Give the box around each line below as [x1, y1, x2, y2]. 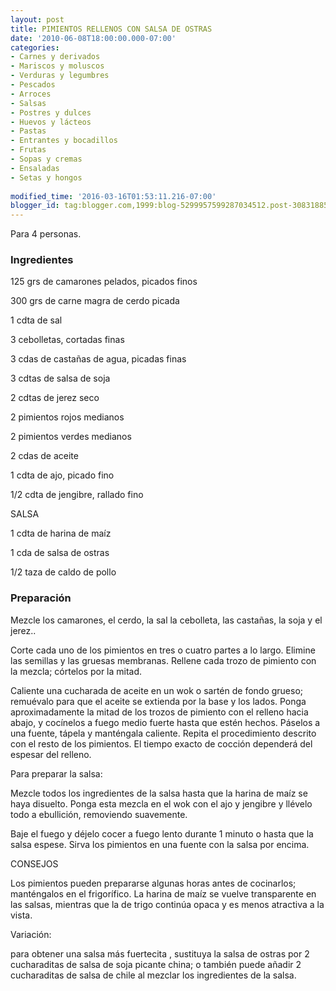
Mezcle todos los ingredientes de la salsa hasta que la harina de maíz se [10, 787, 308, 799]
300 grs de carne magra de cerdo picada [10, 295, 180, 307]
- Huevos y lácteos [10, 117, 92, 127]
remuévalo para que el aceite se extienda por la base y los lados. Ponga [10, 695, 307, 707]
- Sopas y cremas [10, 154, 83, 164]
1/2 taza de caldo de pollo [10, 566, 117, 578]
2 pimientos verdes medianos [10, 431, 132, 443]
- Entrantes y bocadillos [10, 136, 118, 146]
